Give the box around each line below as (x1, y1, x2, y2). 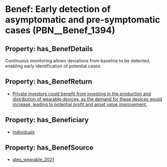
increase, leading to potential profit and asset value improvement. (12, 101, 148, 107)
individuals (12, 129, 35, 135)
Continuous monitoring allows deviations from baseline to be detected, (5, 58, 151, 63)
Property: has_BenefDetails (5, 44, 93, 53)
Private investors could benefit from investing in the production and (12, 91, 151, 97)
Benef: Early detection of (5, 3, 111, 15)
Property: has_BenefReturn (5, 77, 92, 86)
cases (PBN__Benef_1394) (5, 25, 116, 36)
